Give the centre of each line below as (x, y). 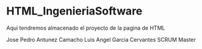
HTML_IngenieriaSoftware (74, 11)
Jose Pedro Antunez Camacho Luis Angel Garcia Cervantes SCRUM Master (101, 39)
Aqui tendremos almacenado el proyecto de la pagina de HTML (86, 28)
